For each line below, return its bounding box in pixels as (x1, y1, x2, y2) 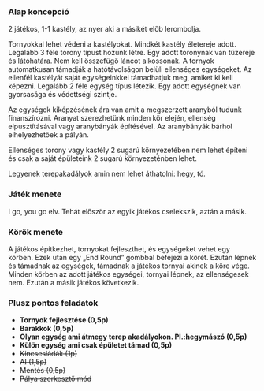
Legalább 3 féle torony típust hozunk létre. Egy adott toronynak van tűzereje (8, 48, 255, 58)
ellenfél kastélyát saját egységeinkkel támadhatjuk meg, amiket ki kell (8, 73, 234, 83)
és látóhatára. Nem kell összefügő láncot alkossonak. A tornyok (8, 56, 214, 65)
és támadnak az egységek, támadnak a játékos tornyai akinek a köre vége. (8, 261, 250, 270)
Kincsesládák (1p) (19, 349, 77, 359)
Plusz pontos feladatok (8, 297, 99, 308)
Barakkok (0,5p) (19, 324, 74, 333)
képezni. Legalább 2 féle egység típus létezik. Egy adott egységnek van (8, 81, 242, 91)
